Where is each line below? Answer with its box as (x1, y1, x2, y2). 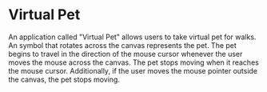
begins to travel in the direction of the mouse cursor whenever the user (8, 49, 243, 58)
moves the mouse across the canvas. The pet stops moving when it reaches (8, 58, 260, 67)
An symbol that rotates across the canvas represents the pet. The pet (8, 40, 237, 50)
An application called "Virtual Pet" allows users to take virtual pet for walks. (8, 32, 257, 42)
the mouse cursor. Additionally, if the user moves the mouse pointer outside (8, 66, 258, 75)
